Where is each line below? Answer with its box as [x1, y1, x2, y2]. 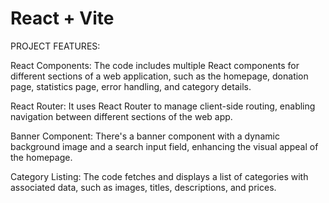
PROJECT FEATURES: [10, 40, 101, 52]
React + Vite [10, 7, 115, 30]
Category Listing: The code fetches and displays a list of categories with [10, 170, 309, 182]
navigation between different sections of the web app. [10, 110, 233, 122]
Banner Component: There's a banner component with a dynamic [10, 130, 280, 142]
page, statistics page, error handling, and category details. [10, 80, 252, 92]
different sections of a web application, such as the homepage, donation [10, 70, 309, 82]
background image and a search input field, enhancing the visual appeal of [10, 140, 319, 152]
